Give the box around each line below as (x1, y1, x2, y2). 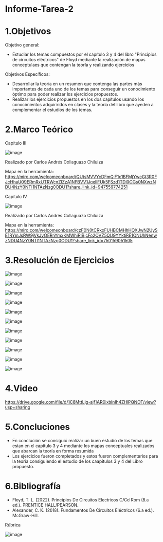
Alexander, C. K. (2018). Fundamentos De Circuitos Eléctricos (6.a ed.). (12, 507, 154, 513)
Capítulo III (5, 140, 27, 146)
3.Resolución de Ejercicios (5, 255, 114, 266)
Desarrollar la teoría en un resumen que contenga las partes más (12, 81, 143, 87)
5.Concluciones (5, 422, 70, 432)
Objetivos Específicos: (5, 71, 50, 77)
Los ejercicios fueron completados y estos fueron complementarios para (12, 453, 158, 459)
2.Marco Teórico (5, 124, 73, 135)
